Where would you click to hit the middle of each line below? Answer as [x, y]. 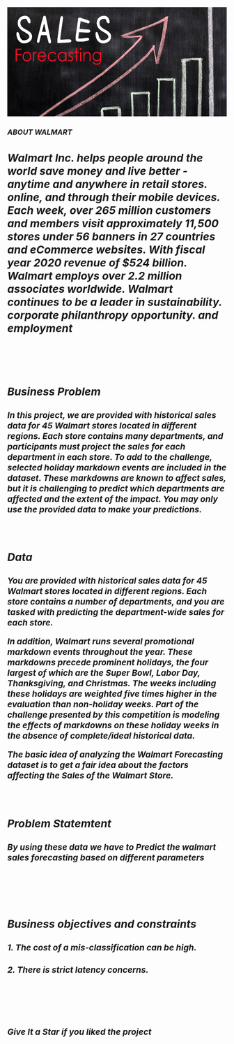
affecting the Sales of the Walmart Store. [91, 776]
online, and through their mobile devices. [114, 197]
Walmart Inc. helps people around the [105, 158]
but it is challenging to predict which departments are [116, 488]
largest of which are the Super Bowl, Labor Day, [104, 673]
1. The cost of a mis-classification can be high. [102, 948]
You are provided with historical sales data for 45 [107, 581]
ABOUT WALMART [40, 132]
